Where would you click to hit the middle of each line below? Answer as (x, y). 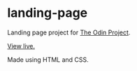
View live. (21, 46)
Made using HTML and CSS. (48, 59)
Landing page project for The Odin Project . (69, 32)
